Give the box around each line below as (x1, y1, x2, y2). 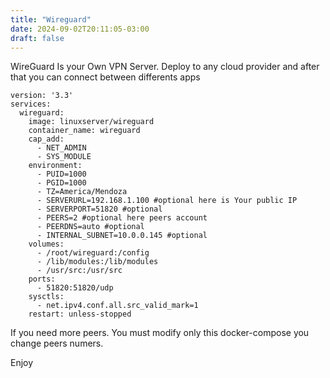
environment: (28, 161, 83, 171)
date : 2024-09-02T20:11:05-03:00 (10, 24, 150, 34)
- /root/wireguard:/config (36, 248, 150, 258)
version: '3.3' (10, 91, 74, 101)
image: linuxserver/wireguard (28, 117, 155, 127)
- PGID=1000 (36, 178, 87, 188)
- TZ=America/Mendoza (36, 187, 128, 197)
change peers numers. (10, 337, 104, 350)
